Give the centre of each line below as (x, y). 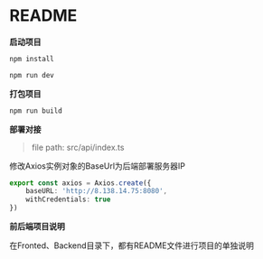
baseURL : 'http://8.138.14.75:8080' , (97, 191)
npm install (32, 59)
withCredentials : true (68, 199)
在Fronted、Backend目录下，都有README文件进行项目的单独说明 (132, 245)
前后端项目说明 (37, 227)
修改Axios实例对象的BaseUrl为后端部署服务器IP (98, 166)
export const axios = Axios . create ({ (80, 183)
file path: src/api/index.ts (78, 147)
